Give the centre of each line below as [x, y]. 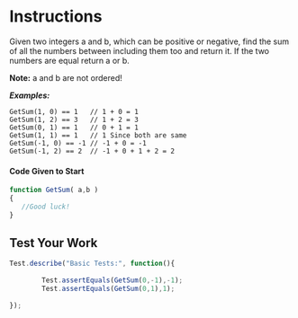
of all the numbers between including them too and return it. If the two [140, 50]
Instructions [56, 17]
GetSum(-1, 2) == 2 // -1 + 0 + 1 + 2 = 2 [92, 151]
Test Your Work [54, 243]
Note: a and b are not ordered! [66, 77]
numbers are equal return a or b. [70, 60]
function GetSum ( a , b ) [54, 190]
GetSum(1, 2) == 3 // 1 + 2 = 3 [74, 119]
